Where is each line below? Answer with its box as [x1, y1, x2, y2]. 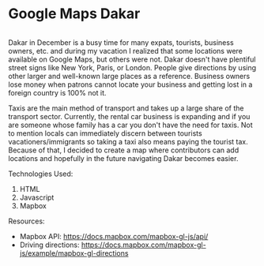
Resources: [8, 216, 45, 226]
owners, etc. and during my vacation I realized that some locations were [8, 46, 243, 55]
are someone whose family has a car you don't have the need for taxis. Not [8, 120, 253, 129]
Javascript [19, 193, 55, 202]
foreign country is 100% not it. [8, 88, 107, 97]
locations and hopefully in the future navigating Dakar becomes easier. [8, 153, 239, 163]
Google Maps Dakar [8, 5, 141, 23]
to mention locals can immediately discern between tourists [8, 128, 203, 138]
